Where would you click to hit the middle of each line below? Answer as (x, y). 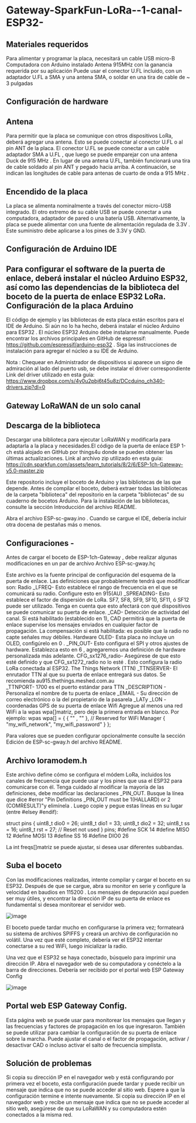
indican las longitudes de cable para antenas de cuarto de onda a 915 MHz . (97, 173)
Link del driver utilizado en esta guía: (50, 375)
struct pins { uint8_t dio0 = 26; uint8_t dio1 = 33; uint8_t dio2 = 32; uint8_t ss (98, 823)
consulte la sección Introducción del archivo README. (71, 507)
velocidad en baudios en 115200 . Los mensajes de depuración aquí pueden (97, 892)
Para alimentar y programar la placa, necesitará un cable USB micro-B (91, 58)
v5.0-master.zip (25, 471)
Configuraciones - (40, 543)
